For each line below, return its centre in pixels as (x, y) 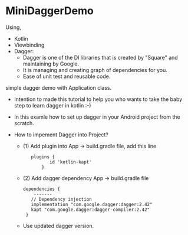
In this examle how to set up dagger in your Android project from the (97, 117)
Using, (14, 27)
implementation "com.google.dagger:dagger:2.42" (92, 204)
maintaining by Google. (51, 64)
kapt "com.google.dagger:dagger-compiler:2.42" (90, 210)
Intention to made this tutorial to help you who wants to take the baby (98, 99)
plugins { (43, 157)
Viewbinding (29, 45)
